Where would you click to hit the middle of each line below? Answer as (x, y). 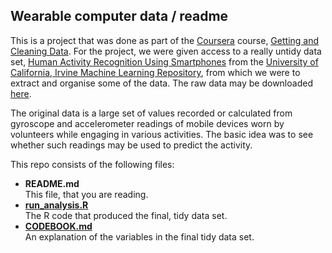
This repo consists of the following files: (92, 164)
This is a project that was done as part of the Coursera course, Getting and (165, 40)
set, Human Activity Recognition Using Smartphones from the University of (164, 61)
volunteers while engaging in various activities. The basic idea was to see (162, 134)
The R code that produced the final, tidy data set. (126, 215)
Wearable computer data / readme (119, 16)
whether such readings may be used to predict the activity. (131, 145)
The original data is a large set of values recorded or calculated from (151, 113)
